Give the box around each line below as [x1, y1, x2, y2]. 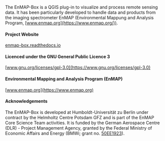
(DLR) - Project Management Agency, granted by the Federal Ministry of [5, 125, 153, 131]
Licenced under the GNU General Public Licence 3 [5, 53, 110, 59]
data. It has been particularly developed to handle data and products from [5, 9, 156, 15]
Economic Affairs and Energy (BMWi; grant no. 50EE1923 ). [5, 130, 125, 136]
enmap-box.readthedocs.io [5, 42, 61, 48]
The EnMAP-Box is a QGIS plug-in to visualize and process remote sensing [5, 4, 158, 10]
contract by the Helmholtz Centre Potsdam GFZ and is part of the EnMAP [5, 114, 155, 120]
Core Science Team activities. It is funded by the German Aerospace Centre [5, 120, 160, 126]
